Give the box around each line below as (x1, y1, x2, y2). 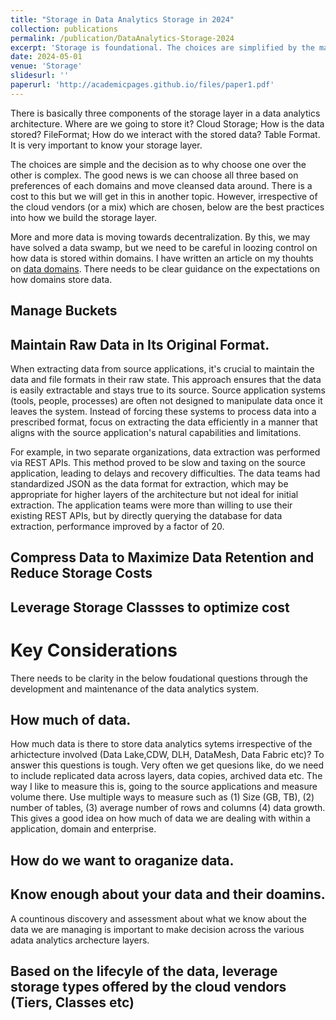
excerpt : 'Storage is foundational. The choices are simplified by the (10, 42, 315, 53)
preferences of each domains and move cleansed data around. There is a (10, 179, 313, 191)
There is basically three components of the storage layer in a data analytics (10, 107, 321, 119)
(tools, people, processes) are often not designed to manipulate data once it (10, 394, 323, 406)
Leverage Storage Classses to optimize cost (10, 599, 290, 616)
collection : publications (10, 24, 118, 34)
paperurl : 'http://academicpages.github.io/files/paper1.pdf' (10, 80, 275, 90)
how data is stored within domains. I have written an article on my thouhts (10, 252, 314, 264)
